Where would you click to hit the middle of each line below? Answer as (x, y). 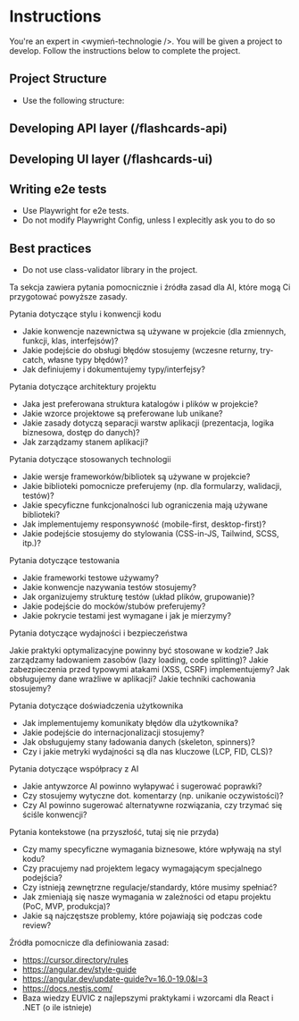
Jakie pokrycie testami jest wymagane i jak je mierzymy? (127, 616)
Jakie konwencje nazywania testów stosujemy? (109, 587)
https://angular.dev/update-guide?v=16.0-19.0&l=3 (115, 979)
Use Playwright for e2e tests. (75, 211)
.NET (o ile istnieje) (57, 1008)
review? (37, 925)
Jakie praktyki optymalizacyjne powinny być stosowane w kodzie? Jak (139, 651)
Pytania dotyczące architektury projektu (83, 387)
